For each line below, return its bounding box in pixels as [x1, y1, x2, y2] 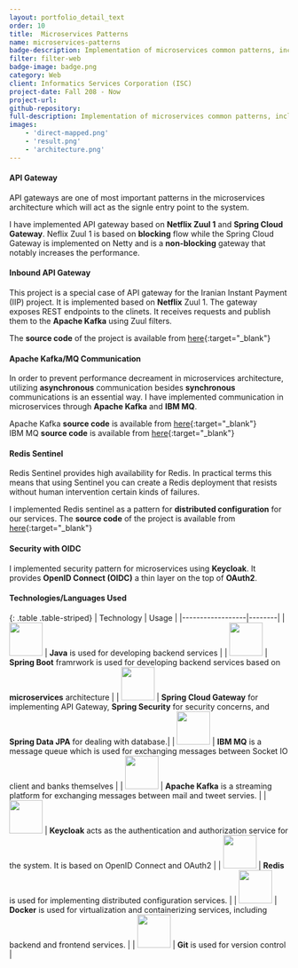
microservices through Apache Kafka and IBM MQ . [9, 401, 198, 412]
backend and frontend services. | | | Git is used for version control [9, 939, 286, 950]
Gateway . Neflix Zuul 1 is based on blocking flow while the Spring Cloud [9, 228, 275, 239]
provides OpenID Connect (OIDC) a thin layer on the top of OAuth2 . [9, 572, 257, 583]
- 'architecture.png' [25, 145, 105, 154]
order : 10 [9, 21, 46, 30]
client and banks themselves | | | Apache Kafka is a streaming [9, 781, 272, 791]
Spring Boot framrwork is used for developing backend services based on [9, 656, 281, 667]
